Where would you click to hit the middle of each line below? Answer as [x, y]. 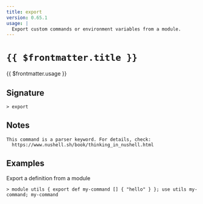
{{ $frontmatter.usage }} [37, 74]
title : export [24, 12]
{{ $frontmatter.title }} [72, 58]
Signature [25, 93]
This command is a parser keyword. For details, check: [79, 139]
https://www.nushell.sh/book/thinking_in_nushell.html [83, 145]
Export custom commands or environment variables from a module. [97, 29]
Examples [25, 164]
